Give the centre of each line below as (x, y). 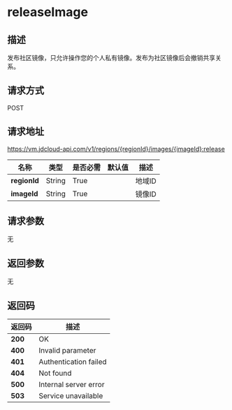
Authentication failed (73, 362)
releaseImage (48, 12)
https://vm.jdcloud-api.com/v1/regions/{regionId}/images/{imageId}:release (116, 149)
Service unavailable (71, 396)
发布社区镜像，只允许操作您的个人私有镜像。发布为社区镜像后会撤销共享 (111, 58)
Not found (55, 373)
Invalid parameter (67, 351)
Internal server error (72, 385)
